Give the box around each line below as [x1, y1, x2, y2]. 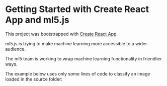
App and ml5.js [5, 14, 69, 26]
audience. [5, 46, 26, 52]
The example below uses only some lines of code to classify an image [5, 70, 150, 76]
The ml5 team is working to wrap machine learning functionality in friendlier [5, 55, 162, 61]
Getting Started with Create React [5, 4, 149, 15]
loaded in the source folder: [5, 76, 63, 82]
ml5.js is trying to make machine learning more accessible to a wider [5, 40, 147, 46]
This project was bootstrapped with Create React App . [5, 31, 118, 37]
